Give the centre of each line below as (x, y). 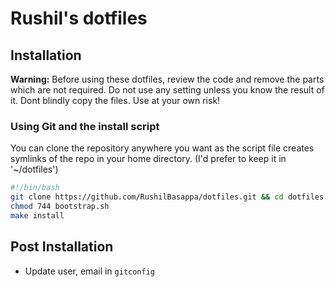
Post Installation (62, 247)
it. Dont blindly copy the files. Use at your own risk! (115, 100)
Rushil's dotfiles (79, 18)
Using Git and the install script (85, 126)
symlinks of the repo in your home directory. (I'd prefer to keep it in (148, 159)
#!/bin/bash (35, 188)
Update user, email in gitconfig (90, 271)
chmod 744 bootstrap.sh (60, 207)
